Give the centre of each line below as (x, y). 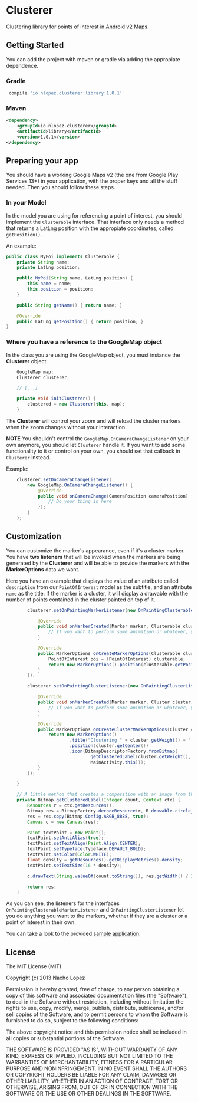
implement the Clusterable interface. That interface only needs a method (95, 222)
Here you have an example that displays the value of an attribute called (92, 581)
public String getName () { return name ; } (70, 305)
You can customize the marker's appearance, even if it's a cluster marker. (95, 550)
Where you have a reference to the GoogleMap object (84, 342)
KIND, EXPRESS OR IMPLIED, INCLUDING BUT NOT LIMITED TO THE (90, 1056)
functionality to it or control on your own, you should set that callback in (93, 451)
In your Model (26, 203)
